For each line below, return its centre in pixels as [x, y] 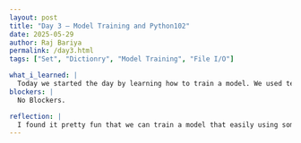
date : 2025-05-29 [42, 34]
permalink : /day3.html [52, 51]
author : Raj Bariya [46, 42]
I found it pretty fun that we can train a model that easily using [148, 125]
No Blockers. [42, 100]
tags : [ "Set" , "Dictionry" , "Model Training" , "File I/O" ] [122, 59]
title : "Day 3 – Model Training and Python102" [100, 26]
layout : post [34, 17]
